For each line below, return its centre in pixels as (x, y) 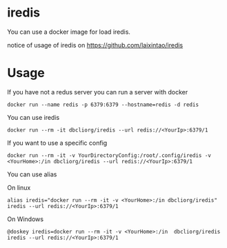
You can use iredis (33, 117)
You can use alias (32, 174)
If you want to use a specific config (57, 143)
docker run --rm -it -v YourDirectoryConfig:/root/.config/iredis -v (109, 155)
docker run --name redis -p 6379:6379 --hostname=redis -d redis (103, 105)
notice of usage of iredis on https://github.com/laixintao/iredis (95, 45)
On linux (19, 187)
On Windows (25, 219)
